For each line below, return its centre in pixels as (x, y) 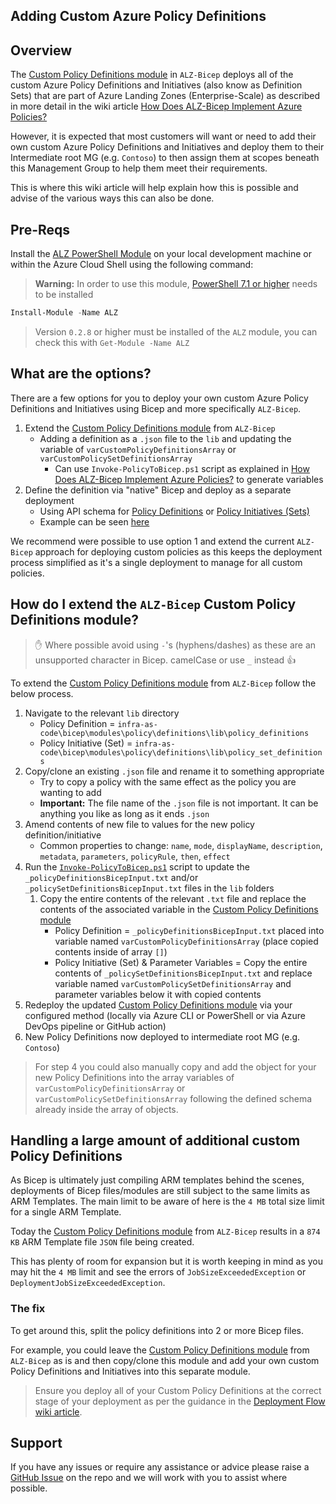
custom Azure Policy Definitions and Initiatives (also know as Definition (156, 85)
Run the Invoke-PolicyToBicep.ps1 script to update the (137, 866)
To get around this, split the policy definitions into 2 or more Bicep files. (157, 1330)
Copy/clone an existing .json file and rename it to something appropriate (174, 771)
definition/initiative (63, 835)
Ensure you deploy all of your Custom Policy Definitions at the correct (178, 1390)
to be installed (64, 295)
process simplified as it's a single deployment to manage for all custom (156, 562)
